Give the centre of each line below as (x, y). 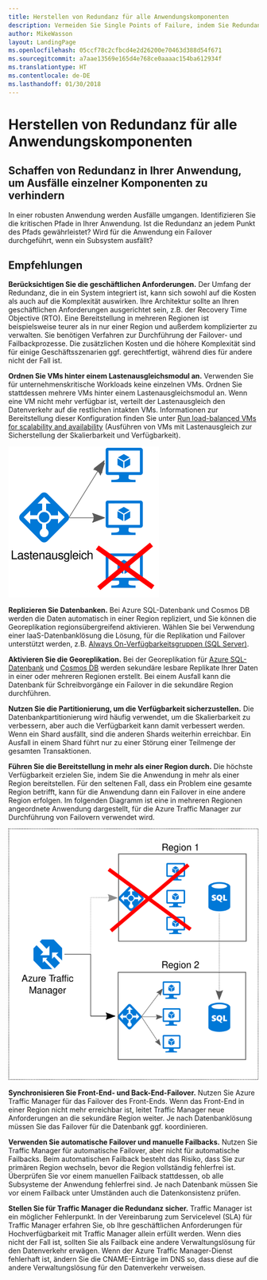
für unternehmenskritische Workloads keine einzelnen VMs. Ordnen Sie (125, 385)
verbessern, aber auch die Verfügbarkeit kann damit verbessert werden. (127, 726)
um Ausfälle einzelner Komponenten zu (108, 183)
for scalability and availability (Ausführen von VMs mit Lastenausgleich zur (130, 427)
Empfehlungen (46, 266)
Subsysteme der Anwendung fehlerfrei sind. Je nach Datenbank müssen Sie (133, 1184)
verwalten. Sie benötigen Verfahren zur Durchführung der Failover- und (125, 336)
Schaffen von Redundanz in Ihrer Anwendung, (125, 171)
